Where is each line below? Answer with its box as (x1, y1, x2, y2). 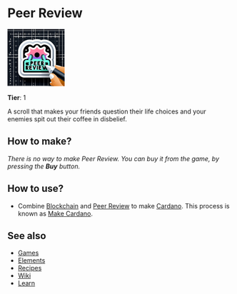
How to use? (7, 183, 64, 195)
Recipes (17, 264, 42, 273)
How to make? (7, 136, 72, 148)
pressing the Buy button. (7, 162, 81, 171)
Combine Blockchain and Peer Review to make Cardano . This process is (17, 201, 230, 210)
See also (7, 230, 46, 242)
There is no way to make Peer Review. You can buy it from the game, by (7, 154, 220, 163)
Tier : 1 (7, 93, 26, 101)
